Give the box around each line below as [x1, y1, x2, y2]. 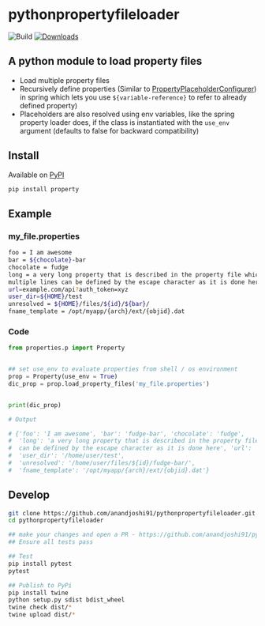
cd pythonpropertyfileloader [8, 516, 104, 525]
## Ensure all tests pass [8, 538, 93, 546]
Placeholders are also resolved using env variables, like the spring [19, 109, 235, 119]
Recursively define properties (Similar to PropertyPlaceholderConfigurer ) [19, 84, 257, 93]
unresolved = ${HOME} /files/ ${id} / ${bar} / [8, 300, 150, 308]
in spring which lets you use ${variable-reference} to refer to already [19, 92, 247, 102]
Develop [8, 488, 50, 502]
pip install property [8, 185, 80, 193]
